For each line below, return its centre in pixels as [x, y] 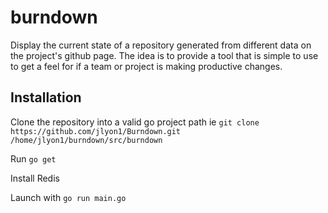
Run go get [33, 158]
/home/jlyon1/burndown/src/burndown [86, 140]
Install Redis [35, 178]
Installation [46, 97]
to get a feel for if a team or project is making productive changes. [146, 66]
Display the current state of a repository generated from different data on [161, 45]
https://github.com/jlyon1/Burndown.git [96, 131]
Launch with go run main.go [68, 197]
